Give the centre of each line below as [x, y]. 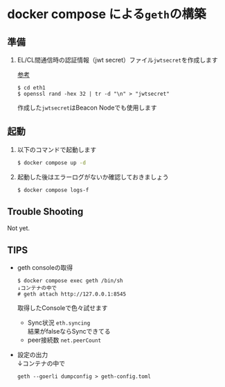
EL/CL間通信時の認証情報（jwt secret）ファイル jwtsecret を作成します [117, 60]
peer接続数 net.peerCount [64, 340]
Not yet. [18, 228]
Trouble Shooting [45, 211]
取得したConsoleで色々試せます [63, 308]
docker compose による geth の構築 [107, 14]
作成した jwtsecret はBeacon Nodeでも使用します [87, 108]
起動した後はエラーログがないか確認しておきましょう [93, 177]
